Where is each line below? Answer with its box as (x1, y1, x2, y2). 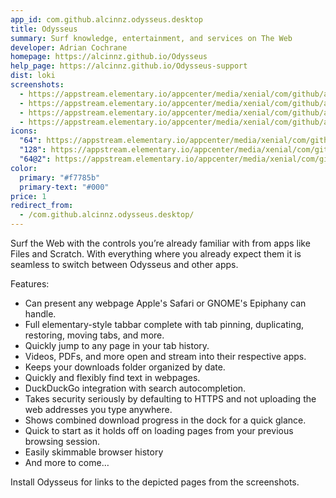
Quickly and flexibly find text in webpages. (24, 372, 201, 383)
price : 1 (10, 191, 47, 201)
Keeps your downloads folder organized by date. (24, 361, 226, 373)
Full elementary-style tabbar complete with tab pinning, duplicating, (24, 319, 305, 330)
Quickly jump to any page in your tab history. (24, 340, 210, 351)
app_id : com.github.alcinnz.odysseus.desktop (10, 14, 203, 25)
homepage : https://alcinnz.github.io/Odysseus (10, 52, 208, 62)
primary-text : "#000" (19, 182, 110, 192)
